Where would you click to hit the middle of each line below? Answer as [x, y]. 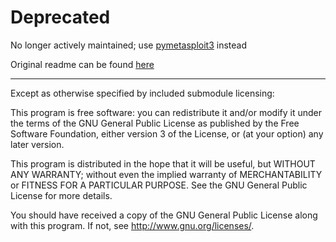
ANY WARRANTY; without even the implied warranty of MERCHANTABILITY [166, 174]
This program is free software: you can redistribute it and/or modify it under [166, 112]
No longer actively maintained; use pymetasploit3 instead [129, 45]
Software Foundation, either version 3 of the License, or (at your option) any [167, 133]
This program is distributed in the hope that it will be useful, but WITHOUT [163, 163]
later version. [37, 144]
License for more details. [61, 195]
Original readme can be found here [82, 64]
